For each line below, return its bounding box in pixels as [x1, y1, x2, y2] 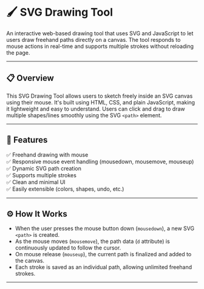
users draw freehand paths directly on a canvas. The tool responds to [6, 36, 181, 43]
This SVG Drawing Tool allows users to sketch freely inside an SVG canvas [6, 92, 193, 100]
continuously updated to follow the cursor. [15, 244, 121, 251]
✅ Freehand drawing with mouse [6, 151, 89, 158]
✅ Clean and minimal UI [6, 178, 66, 186]
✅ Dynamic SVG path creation [6, 165, 82, 172]
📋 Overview [6, 73, 55, 83]
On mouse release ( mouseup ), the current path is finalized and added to [15, 251, 192, 258]
